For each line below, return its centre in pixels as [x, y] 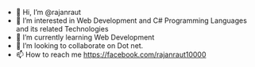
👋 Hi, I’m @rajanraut [48, 12]
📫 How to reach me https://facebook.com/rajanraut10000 [111, 54]
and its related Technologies [62, 29]
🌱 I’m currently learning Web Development [85, 37]
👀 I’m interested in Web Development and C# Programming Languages [131, 20]
